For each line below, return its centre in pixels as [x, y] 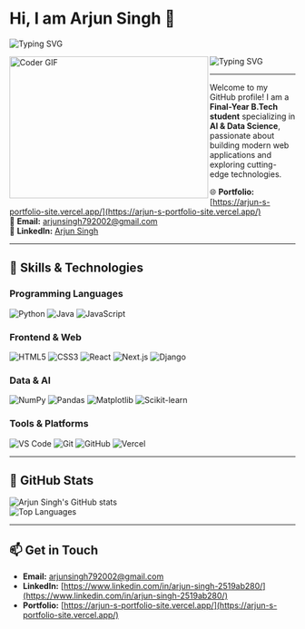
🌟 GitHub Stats [51, 480]
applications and [241, 154]
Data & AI [30, 380]
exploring [227, 164]
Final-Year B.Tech [244, 106]
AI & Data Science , [246, 125]
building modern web [250, 145]
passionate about [242, 135]
